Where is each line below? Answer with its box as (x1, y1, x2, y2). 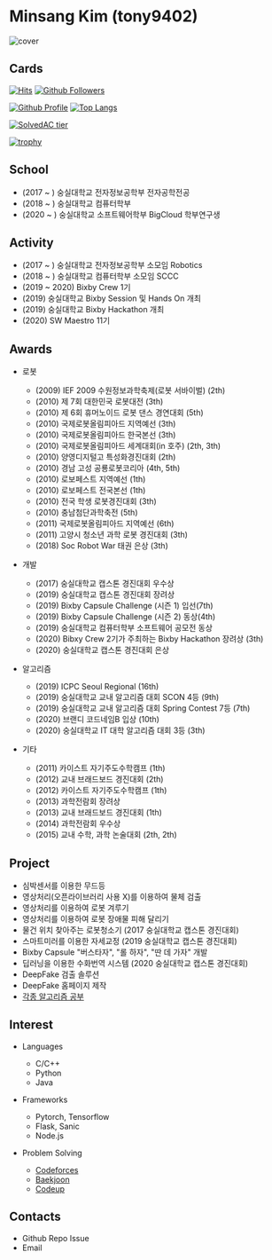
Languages (21, 1041, 64, 1051)
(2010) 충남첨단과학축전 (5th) (35, 508, 138, 518)
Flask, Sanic (35, 1121, 80, 1131)
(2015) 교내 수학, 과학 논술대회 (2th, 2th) (35, 830, 177, 840)
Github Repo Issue (21, 1232, 90, 1243)
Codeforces (35, 1164, 79, 1175)
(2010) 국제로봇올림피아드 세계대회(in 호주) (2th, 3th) (35, 441, 221, 452)
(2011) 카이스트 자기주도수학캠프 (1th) (35, 763, 166, 774)
